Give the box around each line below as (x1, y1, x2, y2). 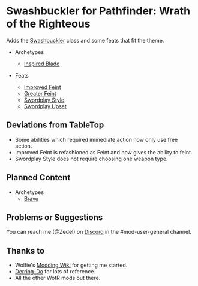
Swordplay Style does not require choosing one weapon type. (14, 155, 168, 162)
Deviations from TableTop (6, 120, 104, 130)
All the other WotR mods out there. (14, 275, 101, 282)
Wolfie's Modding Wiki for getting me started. (14, 261, 128, 269)
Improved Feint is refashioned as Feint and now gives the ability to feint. (14, 148, 193, 156)
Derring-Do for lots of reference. (14, 268, 96, 275)
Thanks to (6, 245, 45, 256)
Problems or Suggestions (6, 212, 103, 222)
